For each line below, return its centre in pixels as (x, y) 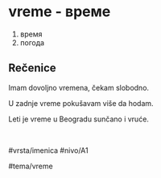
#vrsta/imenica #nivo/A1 (48, 150)
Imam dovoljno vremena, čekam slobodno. (79, 87)
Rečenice (32, 68)
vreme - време (60, 12)
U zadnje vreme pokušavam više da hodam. (81, 103)
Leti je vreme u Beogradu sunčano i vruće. (78, 119)
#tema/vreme (31, 166)
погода (32, 42)
